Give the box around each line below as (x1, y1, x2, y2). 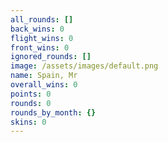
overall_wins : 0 (10, 80, 78, 90)
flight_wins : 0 (10, 33, 74, 43)
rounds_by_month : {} (10, 107, 97, 118)
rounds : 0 (10, 98, 52, 108)
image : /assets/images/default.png (10, 61, 159, 71)
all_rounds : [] (10, 14, 74, 25)
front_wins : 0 (10, 42, 70, 53)
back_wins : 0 (10, 24, 65, 34)
